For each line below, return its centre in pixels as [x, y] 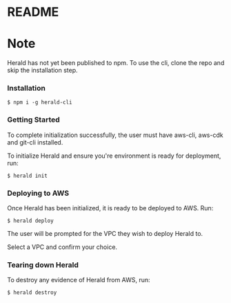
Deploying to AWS [38, 193]
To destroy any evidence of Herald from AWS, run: [79, 280]
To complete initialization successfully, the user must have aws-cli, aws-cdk [115, 135]
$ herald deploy [30, 221]
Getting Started [33, 120]
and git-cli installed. [35, 142]
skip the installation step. [42, 71]
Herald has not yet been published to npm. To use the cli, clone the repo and [116, 63]
